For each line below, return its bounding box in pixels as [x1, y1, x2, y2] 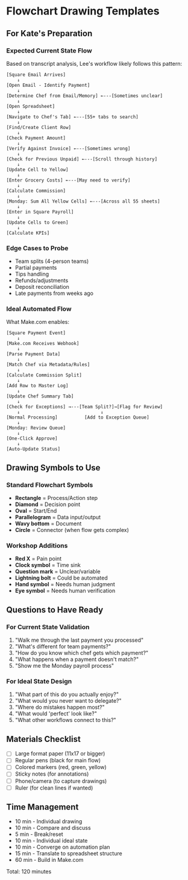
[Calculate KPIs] [6, 230, 50, 236]
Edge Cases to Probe [6, 244, 69, 252]
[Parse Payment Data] [6, 351, 61, 357]
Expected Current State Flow [6, 46, 92, 55]
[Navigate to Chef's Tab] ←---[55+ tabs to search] [6, 113, 139, 120]
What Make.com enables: [6, 318, 69, 326]
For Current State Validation [6, 622, 90, 631]
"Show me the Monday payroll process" [14, 662, 114, 669]
